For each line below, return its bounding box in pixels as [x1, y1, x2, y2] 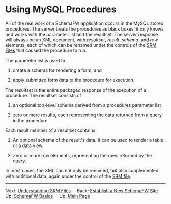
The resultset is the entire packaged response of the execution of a [5, 86, 147, 93]
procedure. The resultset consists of [5, 92, 81, 98]
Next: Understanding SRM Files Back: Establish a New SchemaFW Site [5, 187, 158, 194]
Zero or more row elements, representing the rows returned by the [12, 152, 152, 158]
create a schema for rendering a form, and [12, 67, 102, 73]
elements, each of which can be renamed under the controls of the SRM [5, 42, 157, 48]
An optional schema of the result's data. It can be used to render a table [12, 137, 164, 143]
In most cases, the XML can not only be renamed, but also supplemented [5, 167, 159, 173]
